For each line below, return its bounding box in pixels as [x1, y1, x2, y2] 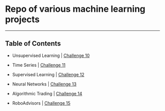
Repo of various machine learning [5, 3, 146, 15]
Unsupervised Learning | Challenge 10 [12, 53, 90, 58]
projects [5, 14, 40, 25]
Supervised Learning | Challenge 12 [12, 71, 84, 77]
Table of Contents [5, 39, 61, 48]
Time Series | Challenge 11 [12, 62, 66, 68]
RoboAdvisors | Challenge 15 [12, 100, 71, 106]
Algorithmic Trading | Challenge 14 [12, 90, 82, 96]
